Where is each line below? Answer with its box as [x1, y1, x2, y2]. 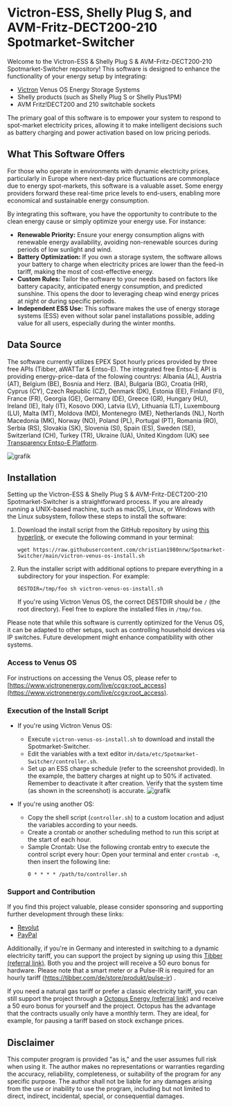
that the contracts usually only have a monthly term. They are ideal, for [7, 1009, 209, 1018]
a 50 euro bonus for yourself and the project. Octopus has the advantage [7, 1002, 216, 1010]
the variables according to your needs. [27, 820, 139, 829]
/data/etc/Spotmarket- [133, 751, 199, 758]
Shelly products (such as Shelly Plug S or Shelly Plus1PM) [17, 92, 182, 101]
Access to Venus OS [7, 658, 78, 668]
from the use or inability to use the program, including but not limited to [7, 1085, 211, 1093]
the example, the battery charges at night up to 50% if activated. [27, 772, 213, 780]
